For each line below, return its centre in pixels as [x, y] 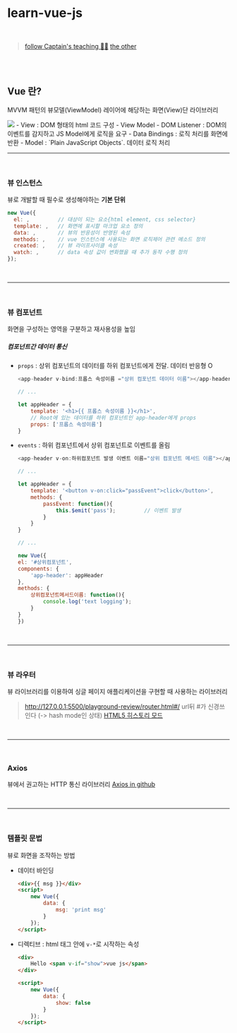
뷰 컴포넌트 [25, 312]
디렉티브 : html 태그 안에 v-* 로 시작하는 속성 [78, 944]
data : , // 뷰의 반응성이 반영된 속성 [72, 232]
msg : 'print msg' [81, 910]
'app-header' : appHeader [67, 575]
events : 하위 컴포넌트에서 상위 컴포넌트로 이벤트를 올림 [94, 445]
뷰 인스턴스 [25, 183]
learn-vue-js [45, 13]
